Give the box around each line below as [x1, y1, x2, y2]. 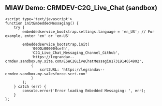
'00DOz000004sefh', [30, 46, 70, 51]
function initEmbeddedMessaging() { [5, 21, 79, 26]
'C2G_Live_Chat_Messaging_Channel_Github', [30, 50, 120, 55]
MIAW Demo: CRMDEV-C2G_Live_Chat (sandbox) [5, 4, 158, 12]
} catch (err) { [14, 84, 47, 89]
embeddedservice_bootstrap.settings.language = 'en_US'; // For [22, 29, 155, 34]
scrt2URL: [39, 67, 59, 72]
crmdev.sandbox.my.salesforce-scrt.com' [5, 71, 88, 76]
